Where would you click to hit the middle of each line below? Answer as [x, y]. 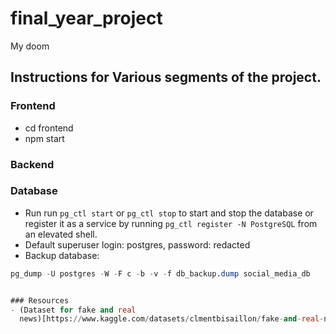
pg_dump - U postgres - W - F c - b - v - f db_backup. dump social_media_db [160, 273]
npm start [44, 138]
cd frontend [49, 128]
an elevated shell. [61, 234]
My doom [30, 46]
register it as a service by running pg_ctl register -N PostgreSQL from [171, 223]
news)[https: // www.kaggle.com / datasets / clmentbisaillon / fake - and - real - [172, 319]
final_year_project [86, 18]
